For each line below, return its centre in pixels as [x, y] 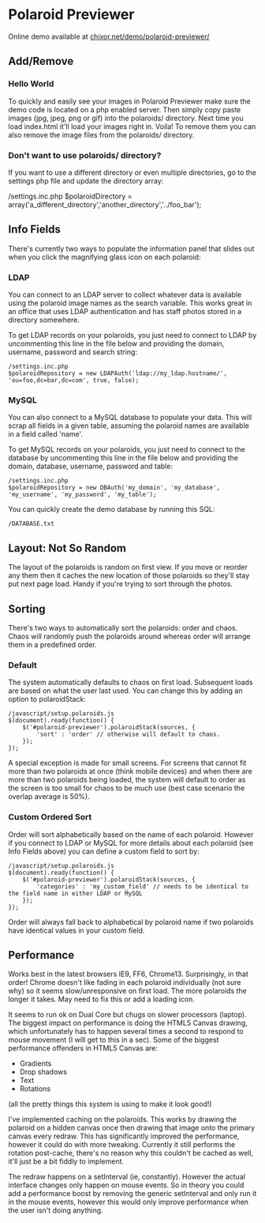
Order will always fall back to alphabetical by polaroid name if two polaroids [131, 922]
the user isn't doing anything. [56, 1210]
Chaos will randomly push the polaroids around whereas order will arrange [129, 636]
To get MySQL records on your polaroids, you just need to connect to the [127, 449]
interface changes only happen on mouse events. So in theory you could [126, 1185]
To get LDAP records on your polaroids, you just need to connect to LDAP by [132, 335]
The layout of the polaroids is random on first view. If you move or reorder [128, 567]
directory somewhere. [44, 320]
